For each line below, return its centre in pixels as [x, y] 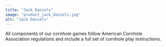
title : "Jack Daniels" [29, 10]
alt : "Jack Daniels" [27, 19]
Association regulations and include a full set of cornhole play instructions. [83, 39]
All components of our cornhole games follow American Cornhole [74, 34]
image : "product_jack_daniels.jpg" [43, 15]
